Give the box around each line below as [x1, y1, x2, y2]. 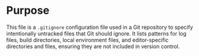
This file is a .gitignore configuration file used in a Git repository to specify [6, 23, 194, 31]
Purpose [6, 4, 50, 17]
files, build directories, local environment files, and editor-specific [6, 36, 169, 43]
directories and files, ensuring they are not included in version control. [6, 43, 180, 50]
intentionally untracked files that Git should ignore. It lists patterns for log [6, 30, 187, 37]
